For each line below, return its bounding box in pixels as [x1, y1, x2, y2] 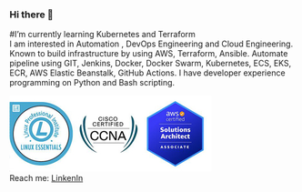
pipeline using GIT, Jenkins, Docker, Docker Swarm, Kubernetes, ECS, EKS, [9, 58, 292, 69]
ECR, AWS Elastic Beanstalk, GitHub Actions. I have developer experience [9, 67, 286, 78]
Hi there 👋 [9, 8, 55, 21]
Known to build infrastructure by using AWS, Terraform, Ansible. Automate [9, 48, 288, 59]
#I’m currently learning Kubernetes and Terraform [9, 29, 196, 40]
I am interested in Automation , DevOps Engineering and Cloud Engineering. [9, 38, 294, 49]
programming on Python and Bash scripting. [9, 77, 176, 88]
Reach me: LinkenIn [9, 173, 84, 184]
